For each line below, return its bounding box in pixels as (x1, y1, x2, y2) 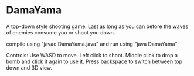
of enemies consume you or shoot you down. (6, 29, 115, 36)
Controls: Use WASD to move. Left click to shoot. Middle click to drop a (6, 51, 178, 58)
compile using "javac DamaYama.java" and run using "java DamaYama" (6, 40, 178, 47)
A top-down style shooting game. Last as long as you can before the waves (6, 23, 189, 30)
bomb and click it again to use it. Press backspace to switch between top (6, 58, 183, 65)
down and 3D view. (6, 64, 53, 71)
